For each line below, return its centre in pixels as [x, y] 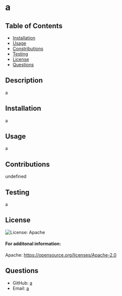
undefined [16, 176]
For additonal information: [33, 244]
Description [24, 80]
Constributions [28, 49]
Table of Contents [34, 26]
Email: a [21, 288]
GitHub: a [22, 283]
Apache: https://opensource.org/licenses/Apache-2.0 [61, 255]
